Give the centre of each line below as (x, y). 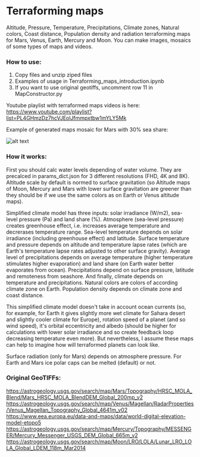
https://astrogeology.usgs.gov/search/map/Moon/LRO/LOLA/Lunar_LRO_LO (99, 442)
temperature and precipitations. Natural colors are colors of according (92, 282)
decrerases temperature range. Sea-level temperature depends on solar (95, 232)
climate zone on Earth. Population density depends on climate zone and (94, 289)
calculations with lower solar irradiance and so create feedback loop (90, 332)
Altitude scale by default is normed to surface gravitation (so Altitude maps (98, 182)
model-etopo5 (24, 422)
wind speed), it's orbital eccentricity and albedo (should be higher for (91, 325)
